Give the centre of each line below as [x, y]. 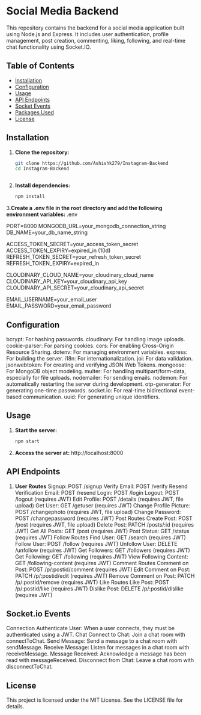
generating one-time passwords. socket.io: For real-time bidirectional [92, 390]
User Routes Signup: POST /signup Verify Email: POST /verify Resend [101, 486]
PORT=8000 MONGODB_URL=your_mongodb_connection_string [86, 226]
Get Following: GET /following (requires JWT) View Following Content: [101, 556]
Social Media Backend [62, 11]
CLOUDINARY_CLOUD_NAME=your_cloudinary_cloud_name [80, 275]
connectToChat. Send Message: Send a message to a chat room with [91, 641]
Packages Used [34, 112]
